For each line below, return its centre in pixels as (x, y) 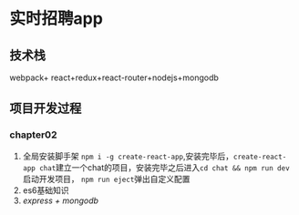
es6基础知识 (46, 190)
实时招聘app (56, 19)
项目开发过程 (46, 109)
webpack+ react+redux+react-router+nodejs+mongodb (114, 77)
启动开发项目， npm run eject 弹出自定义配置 (106, 179)
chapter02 (33, 135)
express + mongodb (60, 200)
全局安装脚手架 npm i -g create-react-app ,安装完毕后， (128, 156)
